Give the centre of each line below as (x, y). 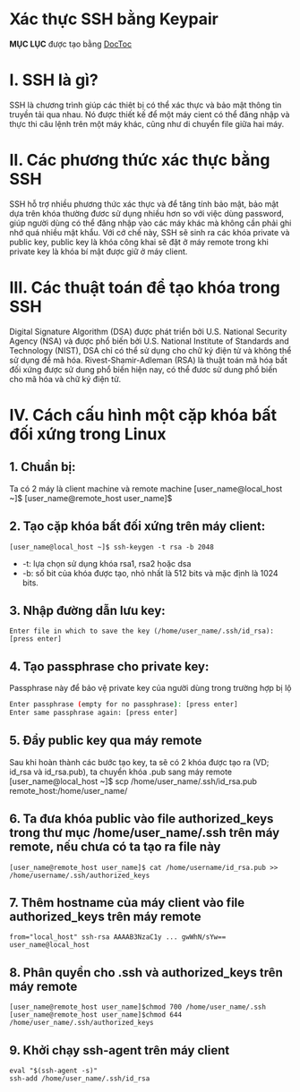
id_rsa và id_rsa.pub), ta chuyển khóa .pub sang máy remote (121, 772)
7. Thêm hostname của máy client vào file (127, 903)
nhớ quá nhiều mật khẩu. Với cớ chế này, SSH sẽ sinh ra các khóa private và (150, 232)
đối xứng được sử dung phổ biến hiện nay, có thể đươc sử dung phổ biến (143, 369)
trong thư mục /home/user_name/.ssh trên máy (145, 833)
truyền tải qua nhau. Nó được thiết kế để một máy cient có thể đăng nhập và (150, 114)
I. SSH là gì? (54, 80)
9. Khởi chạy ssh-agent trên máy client (120, 1050)
